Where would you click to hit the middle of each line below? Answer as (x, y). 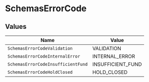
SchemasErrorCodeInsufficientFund (48, 64)
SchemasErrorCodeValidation (40, 49)
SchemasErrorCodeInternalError (44, 56)
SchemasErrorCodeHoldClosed (40, 72)
